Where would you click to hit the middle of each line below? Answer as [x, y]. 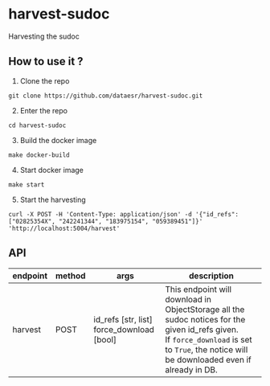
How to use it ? [46, 62]
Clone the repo [45, 80]
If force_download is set [209, 339]
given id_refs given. [202, 329]
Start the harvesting [53, 199]
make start [27, 185]
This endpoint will [198, 289]
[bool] [105, 339]
